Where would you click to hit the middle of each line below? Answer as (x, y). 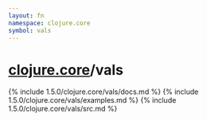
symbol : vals (30, 30)
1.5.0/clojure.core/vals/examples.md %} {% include (92, 100)
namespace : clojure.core (49, 23)
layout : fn (26, 16)
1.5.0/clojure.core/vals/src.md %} (63, 109)
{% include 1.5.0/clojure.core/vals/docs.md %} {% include (103, 92)
